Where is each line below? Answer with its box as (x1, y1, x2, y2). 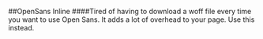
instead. (8, 23, 35, 32)
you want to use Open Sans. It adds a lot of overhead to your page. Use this (8, 15, 255, 24)
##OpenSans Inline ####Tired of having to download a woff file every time (8, 7, 252, 16)
